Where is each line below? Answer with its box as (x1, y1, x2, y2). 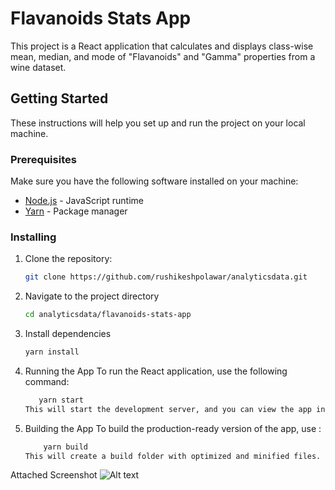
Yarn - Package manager (24, 205, 128, 217)
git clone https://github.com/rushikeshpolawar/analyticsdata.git (24, 272, 308, 282)
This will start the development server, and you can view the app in (24, 404, 326, 414)
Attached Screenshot (10, 469, 98, 481)
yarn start (38, 395, 84, 405)
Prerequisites (10, 152, 77, 166)
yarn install (24, 347, 80, 357)
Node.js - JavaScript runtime (24, 195, 145, 207)
